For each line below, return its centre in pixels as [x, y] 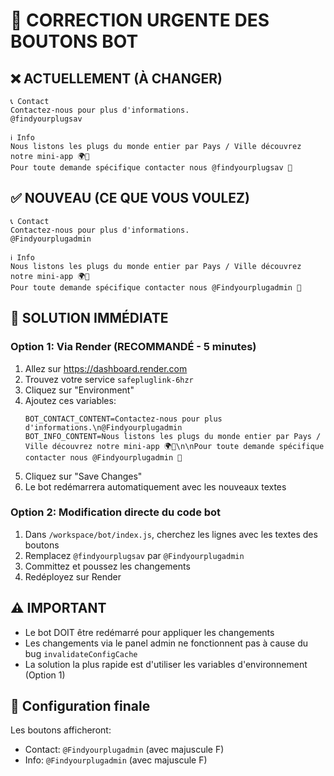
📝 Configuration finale [80, 706]
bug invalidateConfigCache [81, 653]
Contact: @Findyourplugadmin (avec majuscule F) [124, 750]
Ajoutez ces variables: [70, 400]
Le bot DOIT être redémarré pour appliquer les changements [149, 632]
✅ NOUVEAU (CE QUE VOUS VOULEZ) [130, 198]
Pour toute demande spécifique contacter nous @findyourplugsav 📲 [151, 168]
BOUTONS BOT [74, 41]
